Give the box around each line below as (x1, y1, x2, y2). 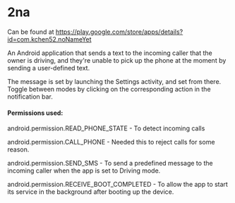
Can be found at (7, 27, 54, 36)
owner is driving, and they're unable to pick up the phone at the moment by (7, 56, 227, 64)
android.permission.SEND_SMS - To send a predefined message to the (7, 159, 213, 168)
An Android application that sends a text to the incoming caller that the (7, 49, 213, 57)
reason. (7, 145, 30, 154)
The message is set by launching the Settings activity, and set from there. (7, 77, 222, 85)
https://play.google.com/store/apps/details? (55, 27, 183, 36)
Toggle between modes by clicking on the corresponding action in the (7, 85, 211, 93)
